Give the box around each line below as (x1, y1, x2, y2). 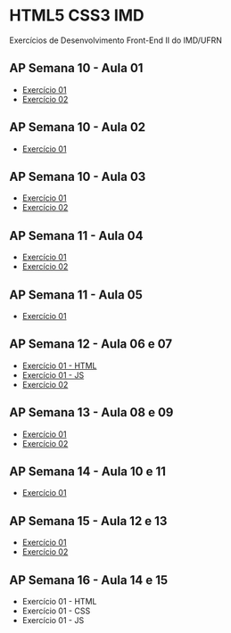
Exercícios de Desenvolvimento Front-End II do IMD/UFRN (9, 35, 223, 45)
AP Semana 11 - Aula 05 (9, 287, 143, 302)
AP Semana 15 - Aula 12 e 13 (9, 514, 168, 529)
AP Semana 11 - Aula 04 (9, 228, 144, 243)
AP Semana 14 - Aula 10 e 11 (9, 464, 167, 480)
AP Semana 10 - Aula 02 (9, 119, 146, 135)
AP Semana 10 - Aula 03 (9, 169, 146, 184)
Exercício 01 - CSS (21, 605, 91, 616)
